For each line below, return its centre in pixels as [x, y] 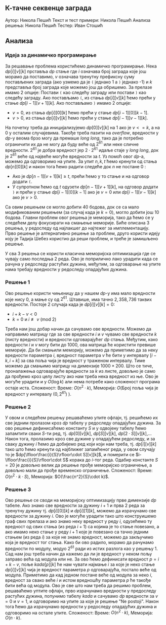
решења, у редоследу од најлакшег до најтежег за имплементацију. [77, 228]
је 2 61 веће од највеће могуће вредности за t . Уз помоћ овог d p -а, [75, 156]
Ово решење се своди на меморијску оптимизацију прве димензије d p [81, 500]
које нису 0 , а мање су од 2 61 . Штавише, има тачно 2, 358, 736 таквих [79, 299]
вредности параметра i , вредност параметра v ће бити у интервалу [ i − [81, 355]
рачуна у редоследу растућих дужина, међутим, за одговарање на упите [83, 264]
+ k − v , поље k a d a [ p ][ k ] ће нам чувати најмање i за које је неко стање [80, 564]
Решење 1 [18, 282]
